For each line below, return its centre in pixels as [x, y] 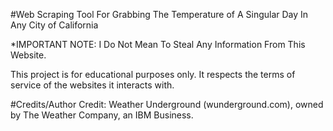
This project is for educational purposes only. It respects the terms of [153, 74]
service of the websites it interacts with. [92, 85]
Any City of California [54, 25]
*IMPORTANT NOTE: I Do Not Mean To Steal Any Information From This [158, 44]
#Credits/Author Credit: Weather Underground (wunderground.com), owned [167, 104]
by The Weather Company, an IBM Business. [102, 115]
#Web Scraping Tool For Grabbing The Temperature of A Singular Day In [159, 14]
